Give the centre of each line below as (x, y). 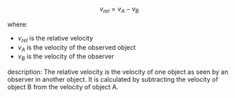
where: (18, 24)
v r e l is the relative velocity (55, 39)
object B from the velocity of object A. (63, 87)
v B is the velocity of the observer (66, 57)
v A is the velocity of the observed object (77, 48)
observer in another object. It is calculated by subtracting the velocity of (113, 80)
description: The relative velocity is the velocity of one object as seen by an (118, 72)
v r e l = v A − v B (119, 10)
